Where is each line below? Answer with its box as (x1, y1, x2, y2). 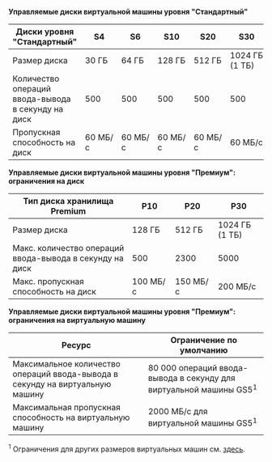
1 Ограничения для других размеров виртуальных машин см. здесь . (8, 443, 245, 454)
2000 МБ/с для (147, 406, 208, 417)
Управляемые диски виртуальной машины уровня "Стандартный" (8, 7, 249, 16)
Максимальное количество (12, 358, 121, 369)
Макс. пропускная (12, 276, 85, 286)
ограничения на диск (8, 176, 85, 185)
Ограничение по (170, 335, 237, 345)
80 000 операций (147, 362, 218, 374)
